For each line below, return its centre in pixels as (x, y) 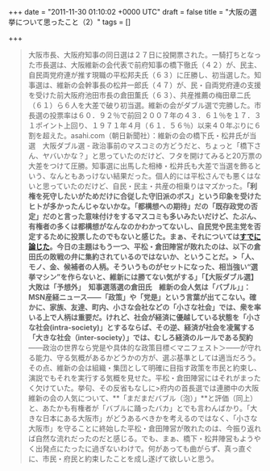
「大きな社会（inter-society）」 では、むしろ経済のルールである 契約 (140, 337)
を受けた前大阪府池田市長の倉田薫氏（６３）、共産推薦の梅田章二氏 (139, 95)
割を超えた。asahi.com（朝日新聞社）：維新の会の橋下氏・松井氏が (139, 135)
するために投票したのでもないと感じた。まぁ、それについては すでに (148, 236)
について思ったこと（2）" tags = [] (73, 22)
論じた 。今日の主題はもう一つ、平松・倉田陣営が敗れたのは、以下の (141, 246)
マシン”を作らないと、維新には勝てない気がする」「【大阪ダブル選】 (146, 277)
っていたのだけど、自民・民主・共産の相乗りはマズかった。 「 (150, 186)
